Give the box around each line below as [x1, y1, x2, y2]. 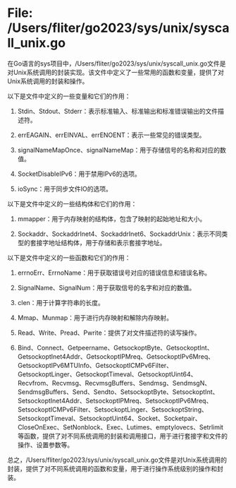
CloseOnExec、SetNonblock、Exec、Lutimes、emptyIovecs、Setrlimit [17, 422, 224, 432]
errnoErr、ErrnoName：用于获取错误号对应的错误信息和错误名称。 [17, 268, 211, 277]
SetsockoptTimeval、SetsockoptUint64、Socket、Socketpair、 [17, 414, 202, 422]
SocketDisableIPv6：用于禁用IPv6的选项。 [17, 169, 141, 178]
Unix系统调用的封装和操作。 [7, 76, 89, 85]
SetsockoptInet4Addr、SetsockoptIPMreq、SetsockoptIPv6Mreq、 [17, 396, 213, 405]
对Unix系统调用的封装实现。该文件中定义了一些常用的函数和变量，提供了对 [7, 68, 224, 76]
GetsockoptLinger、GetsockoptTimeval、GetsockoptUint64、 [17, 369, 197, 379]
